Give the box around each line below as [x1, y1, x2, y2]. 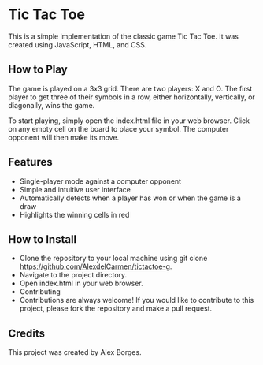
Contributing [19, 287, 61, 296]
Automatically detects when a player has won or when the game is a [19, 193, 242, 203]
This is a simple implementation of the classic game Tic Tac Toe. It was [8, 32, 239, 41]
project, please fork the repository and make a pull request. [19, 304, 213, 313]
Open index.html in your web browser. [19, 278, 143, 289]
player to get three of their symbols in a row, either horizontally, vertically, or [8, 92, 256, 102]
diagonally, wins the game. [8, 100, 95, 110]
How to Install [8, 233, 77, 246]
